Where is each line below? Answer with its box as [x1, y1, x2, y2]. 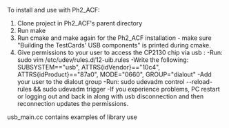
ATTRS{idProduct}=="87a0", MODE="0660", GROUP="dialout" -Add [17, 70, 212, 78]
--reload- [186, 78, 212, 85]
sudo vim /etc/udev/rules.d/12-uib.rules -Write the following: [17, 56, 189, 64]
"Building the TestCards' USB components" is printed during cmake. [17, 41, 212, 49]
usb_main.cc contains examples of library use [7, 113, 138, 121]
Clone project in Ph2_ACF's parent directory [17, 19, 143, 27]
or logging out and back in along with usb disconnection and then [17, 92, 204, 100]
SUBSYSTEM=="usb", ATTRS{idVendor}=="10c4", [17, 63, 161, 71]
